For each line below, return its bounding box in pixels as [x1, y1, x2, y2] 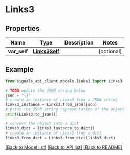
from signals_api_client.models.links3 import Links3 [5, 78, 123, 84]
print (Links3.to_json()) [5, 112, 58, 117]
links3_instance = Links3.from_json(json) [5, 102, 97, 107]
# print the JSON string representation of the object [5, 107, 125, 112]
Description [64, 39, 94, 46]
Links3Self [33, 48, 60, 55]
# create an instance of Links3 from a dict [5, 130, 102, 136]
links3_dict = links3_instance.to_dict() [5, 125, 95, 131]
